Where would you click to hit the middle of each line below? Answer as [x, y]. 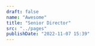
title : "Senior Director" [38, 23]
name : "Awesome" [26, 17]
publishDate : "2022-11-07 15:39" [48, 34]
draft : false [23, 12]
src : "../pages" [26, 28]
